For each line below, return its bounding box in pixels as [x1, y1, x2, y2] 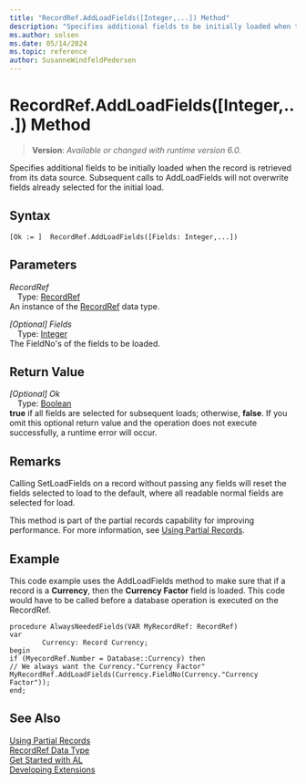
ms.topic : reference [9, 47, 88, 57]
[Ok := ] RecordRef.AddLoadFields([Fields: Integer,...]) [9, 232, 239, 242]
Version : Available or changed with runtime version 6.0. [31, 144, 241, 155]
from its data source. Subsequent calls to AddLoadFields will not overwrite [9, 172, 289, 183]
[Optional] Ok [9, 389, 61, 400]
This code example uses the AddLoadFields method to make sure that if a [9, 576, 286, 586]
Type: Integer [17, 328, 68, 339]
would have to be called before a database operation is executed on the [9, 595, 280, 605]
